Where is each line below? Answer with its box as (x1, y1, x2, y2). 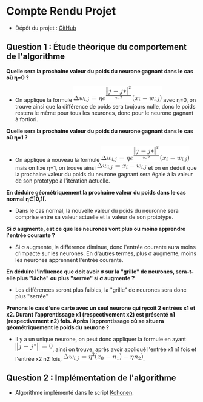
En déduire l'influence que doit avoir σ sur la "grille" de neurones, (6, 268, 175, 275)
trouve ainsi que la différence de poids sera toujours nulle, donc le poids (15, 102, 196, 110)
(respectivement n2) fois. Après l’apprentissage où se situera (6, 317, 164, 324)
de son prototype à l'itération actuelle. (15, 177, 110, 184)
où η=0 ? (6, 74, 29, 81)
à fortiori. (15, 115, 38, 122)
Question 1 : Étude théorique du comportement (6, 42, 187, 52)
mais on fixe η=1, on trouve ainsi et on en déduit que (15, 164, 197, 171)
